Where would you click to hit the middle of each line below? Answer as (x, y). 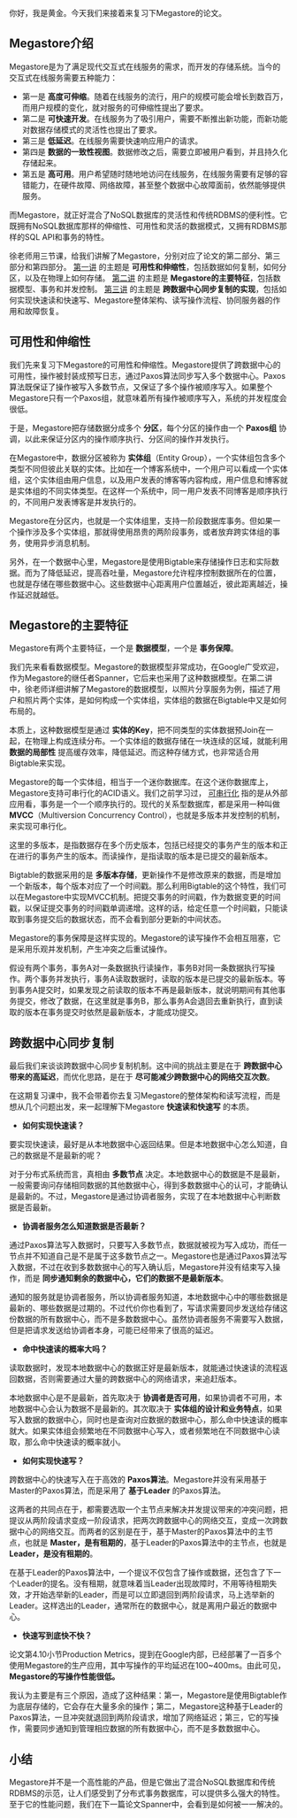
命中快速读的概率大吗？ (65, 1349)
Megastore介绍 (52, 44)
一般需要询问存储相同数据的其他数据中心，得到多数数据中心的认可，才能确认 (148, 1185)
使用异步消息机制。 (59, 543)
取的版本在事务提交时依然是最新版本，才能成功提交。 (106, 1013)
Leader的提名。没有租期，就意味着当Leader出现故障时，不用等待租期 (143, 1583)
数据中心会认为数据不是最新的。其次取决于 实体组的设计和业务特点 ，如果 (149, 1409)
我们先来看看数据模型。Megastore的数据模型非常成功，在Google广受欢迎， (147, 667)
